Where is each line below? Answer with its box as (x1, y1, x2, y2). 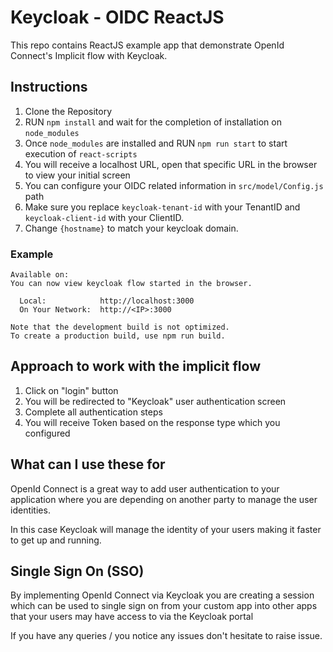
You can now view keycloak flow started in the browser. (10, 279, 253, 289)
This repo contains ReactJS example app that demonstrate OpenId (10, 39, 285, 51)
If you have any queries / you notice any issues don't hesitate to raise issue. (10, 630, 323, 642)
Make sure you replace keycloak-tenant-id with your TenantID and (24, 201, 301, 213)
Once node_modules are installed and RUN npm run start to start (24, 137, 288, 149)
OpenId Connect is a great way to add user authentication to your (10, 482, 280, 495)
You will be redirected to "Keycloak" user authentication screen (24, 395, 287, 407)
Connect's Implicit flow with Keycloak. (10, 49, 168, 61)
